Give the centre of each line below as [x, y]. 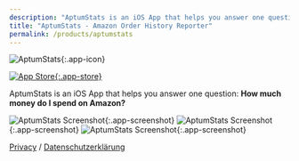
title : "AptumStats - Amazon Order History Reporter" [111, 26]
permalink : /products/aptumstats [71, 34]
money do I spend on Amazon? [68, 103]
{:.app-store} [78, 76]
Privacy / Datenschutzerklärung [67, 147]
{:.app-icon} [83, 60]
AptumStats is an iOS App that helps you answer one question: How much [145, 93]
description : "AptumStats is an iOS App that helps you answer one [137, 17]
